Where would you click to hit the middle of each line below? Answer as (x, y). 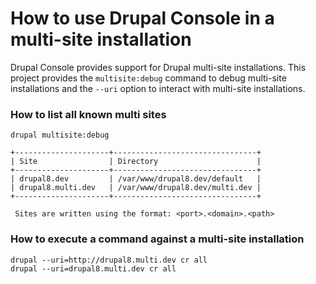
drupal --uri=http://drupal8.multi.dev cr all (109, 260)
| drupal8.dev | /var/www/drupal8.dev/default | (136, 179)
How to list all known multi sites (88, 114)
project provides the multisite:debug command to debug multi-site (148, 78)
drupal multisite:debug (60, 135)
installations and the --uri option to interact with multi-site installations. (158, 88)
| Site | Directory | (136, 162)
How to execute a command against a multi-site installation (157, 239)
